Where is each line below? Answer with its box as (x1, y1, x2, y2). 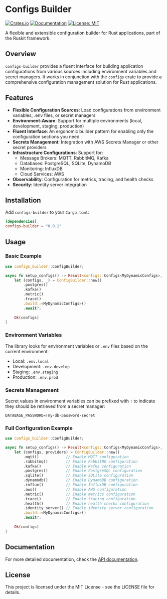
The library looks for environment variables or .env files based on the (5, 343, 148, 349)
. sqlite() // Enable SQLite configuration (23, 473, 134, 478)
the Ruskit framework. (5, 35, 51, 41)
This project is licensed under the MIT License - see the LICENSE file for (5, 584, 154, 590)
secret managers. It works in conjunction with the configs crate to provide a (5, 74, 162, 80)
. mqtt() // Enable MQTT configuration (23, 454, 129, 460)
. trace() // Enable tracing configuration (23, 496, 136, 501)
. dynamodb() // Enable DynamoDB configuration (23, 478, 138, 483)
